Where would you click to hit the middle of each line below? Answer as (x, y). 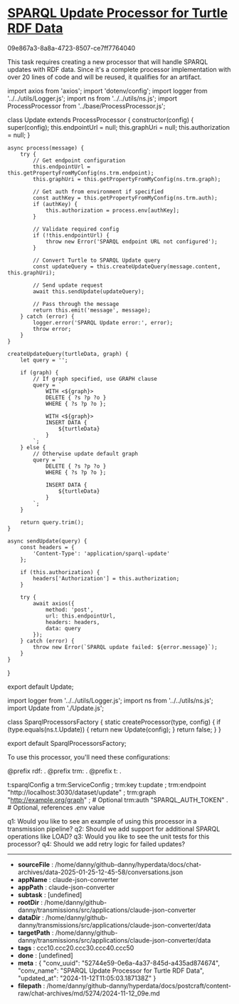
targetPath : (36, 933)
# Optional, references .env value (56, 807)
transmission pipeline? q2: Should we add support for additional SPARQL (114, 829)
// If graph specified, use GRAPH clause (95, 379)
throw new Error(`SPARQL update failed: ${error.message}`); (126, 647)
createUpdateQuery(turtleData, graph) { (68, 354)
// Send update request (68, 285)
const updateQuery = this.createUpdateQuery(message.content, (127, 266)
